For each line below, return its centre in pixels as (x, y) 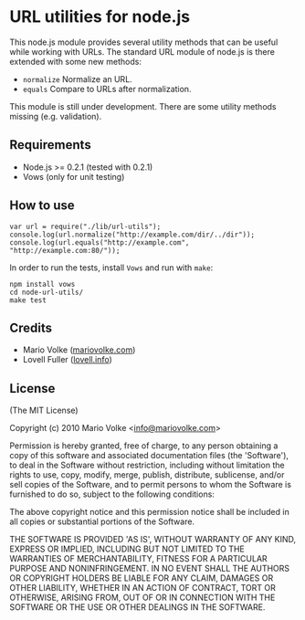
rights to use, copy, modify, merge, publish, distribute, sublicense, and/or (147, 475)
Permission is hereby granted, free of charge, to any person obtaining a (144, 446)
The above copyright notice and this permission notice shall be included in (149, 512)
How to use (42, 206)
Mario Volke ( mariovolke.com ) (79, 350)
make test (28, 300)
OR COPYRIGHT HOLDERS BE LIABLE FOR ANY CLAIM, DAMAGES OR (142, 578)
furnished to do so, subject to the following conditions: (112, 494)
